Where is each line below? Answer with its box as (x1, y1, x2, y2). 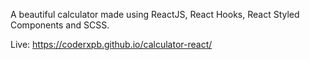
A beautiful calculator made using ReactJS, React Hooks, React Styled (10, 9, 300, 20)
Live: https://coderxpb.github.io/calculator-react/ (10, 39, 213, 50)
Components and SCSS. (10, 19, 110, 31)
